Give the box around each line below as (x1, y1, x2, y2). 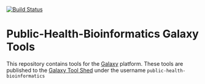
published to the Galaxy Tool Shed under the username (6, 66, 146, 74)
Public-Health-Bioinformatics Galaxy (6, 27, 199, 41)
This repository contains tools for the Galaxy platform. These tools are (6, 60, 184, 67)
